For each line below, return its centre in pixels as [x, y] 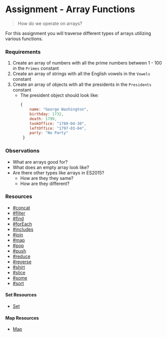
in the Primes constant [36, 68]
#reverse [22, 262]
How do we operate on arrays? [50, 23]
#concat [21, 207]
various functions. [24, 39]
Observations [22, 151]
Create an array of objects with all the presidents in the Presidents [82, 84]
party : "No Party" [49, 133]
